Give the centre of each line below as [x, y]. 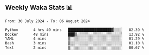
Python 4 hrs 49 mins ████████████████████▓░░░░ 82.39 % [75, 30]
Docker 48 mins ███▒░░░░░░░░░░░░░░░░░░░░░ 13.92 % [75, 34]
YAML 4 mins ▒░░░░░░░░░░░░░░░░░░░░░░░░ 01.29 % [75, 39]
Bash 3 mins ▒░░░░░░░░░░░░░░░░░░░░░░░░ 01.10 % [75, 43]
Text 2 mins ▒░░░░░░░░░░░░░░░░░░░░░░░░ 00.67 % [75, 48]
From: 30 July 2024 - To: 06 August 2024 [48, 21]
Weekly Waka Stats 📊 [39, 7]
